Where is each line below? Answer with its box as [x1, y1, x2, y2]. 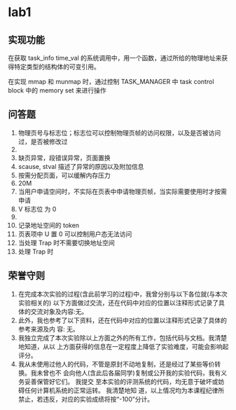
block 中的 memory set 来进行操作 [8, 86, 107, 95]
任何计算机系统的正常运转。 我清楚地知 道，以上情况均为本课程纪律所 [24, 386, 225, 395]
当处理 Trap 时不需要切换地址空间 [18, 238, 115, 247]
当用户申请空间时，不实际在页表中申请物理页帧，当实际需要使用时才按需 [18, 187, 227, 196]
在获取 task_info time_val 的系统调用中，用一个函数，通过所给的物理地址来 [8, 54, 222, 62]
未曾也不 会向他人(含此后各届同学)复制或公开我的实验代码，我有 [36, 369, 221, 377]
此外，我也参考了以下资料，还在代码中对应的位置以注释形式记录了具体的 [18, 316, 227, 324]
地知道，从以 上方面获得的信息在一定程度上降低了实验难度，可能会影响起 [18, 342, 229, 350]
